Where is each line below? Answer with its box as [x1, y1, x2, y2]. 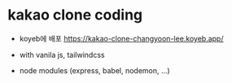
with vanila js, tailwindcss [19, 50, 105, 59]
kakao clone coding [7, 6, 143, 24]
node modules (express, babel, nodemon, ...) [19, 65, 170, 75]
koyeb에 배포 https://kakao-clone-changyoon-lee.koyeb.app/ [19, 33, 224, 43]
